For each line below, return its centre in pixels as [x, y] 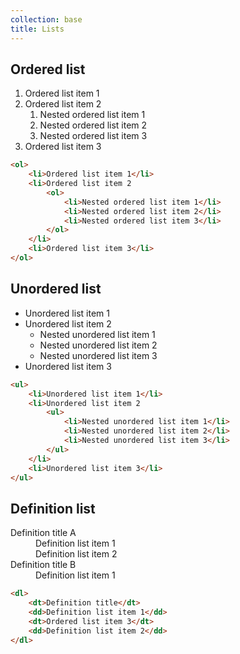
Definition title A [43, 533]
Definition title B [43, 565]
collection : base [46, 19]
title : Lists [37, 29]
